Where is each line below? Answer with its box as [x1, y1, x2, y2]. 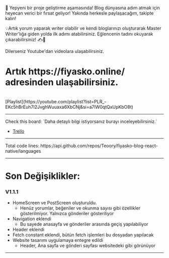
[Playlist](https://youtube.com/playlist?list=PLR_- [5, 98, 107, 104]
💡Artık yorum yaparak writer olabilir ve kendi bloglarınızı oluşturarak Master [5, 25, 162, 31]
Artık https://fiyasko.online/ [5, 66, 125, 78]
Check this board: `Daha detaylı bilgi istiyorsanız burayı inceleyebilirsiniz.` [5, 118, 157, 124]
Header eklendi [12, 227, 44, 233]
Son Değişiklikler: [5, 170, 80, 182]
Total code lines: [5, 143, 39, 149]
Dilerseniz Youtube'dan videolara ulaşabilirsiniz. [5, 48, 105, 54]
